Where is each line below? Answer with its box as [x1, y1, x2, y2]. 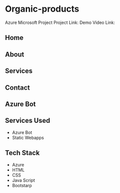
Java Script [12, 177, 35, 183]
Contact [5, 83, 30, 92]
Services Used [5, 116, 50, 125]
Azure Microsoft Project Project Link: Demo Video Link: [5, 19, 115, 25]
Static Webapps [12, 135, 44, 140]
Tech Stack [5, 149, 40, 157]
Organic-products [5, 3, 79, 15]
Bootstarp [12, 182, 33, 188]
